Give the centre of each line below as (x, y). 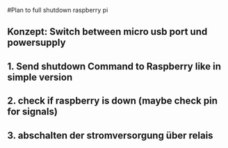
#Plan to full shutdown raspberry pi (58, 10)
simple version (40, 77)
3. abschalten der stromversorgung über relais (110, 135)
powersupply (36, 43)
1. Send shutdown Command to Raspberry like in (114, 66)
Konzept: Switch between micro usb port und (107, 32)
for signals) (32, 112)
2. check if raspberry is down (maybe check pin (112, 101)
